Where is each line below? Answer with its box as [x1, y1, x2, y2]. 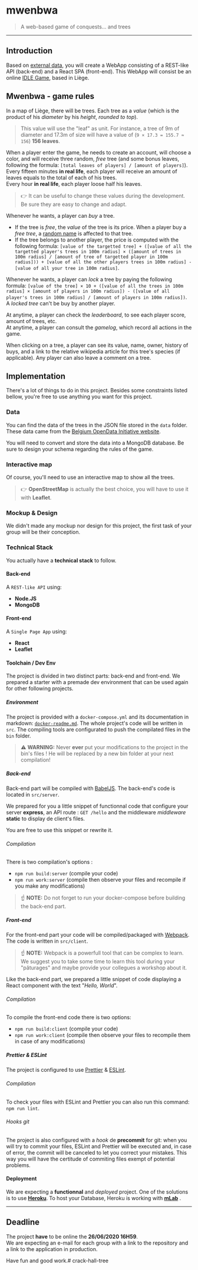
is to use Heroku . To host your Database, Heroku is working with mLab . [6, 1195, 181, 1202]
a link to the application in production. [6, 1245, 98, 1252]
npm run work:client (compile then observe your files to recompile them [14, 1032, 191, 1039]
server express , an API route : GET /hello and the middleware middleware [6, 809, 186, 816]
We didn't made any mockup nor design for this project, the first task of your [6, 522, 192, 530]
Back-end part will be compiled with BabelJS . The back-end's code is [6, 785, 176, 792]
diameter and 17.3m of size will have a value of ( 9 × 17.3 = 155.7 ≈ [20, 131, 184, 138]
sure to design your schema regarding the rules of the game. [6, 445, 154, 453]
